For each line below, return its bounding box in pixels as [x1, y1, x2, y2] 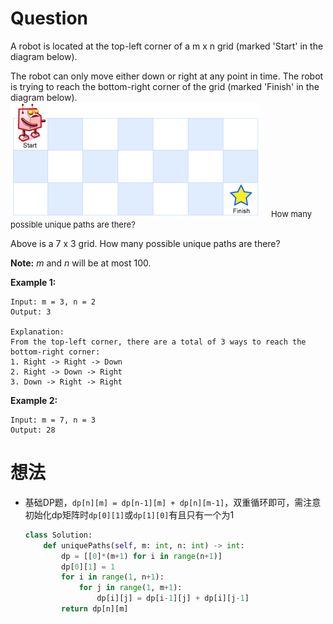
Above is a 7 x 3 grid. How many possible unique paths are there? [10, 237, 281, 249]
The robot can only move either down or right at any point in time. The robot [10, 70, 324, 82]
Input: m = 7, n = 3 [10, 415, 97, 425]
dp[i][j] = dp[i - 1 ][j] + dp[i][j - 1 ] [96, 593, 250, 604]
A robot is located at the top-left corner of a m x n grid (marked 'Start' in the [10, 40, 324, 52]
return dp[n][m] [61, 604, 129, 614]
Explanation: [10, 327, 65, 337]
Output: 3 [10, 307, 52, 317]
